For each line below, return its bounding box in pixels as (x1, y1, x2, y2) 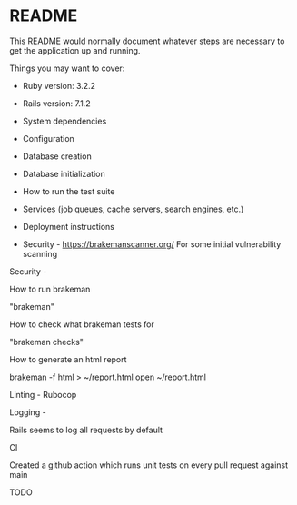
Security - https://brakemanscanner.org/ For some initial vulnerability (22, 238, 282, 250)
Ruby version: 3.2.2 (22, 80, 96, 91)
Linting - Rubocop (9, 389, 77, 400)
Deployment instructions (22, 221, 115, 232)
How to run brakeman (9, 283, 91, 294)
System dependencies (22, 115, 107, 126)
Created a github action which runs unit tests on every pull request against (9, 460, 289, 470)
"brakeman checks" (9, 336, 84, 347)
